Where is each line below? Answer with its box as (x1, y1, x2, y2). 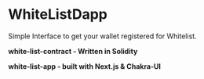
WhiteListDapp (8, 5, 107, 23)
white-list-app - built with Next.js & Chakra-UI (8, 61, 161, 71)
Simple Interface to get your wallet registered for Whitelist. (8, 31, 198, 41)
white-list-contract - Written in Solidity (8, 46, 138, 56)
